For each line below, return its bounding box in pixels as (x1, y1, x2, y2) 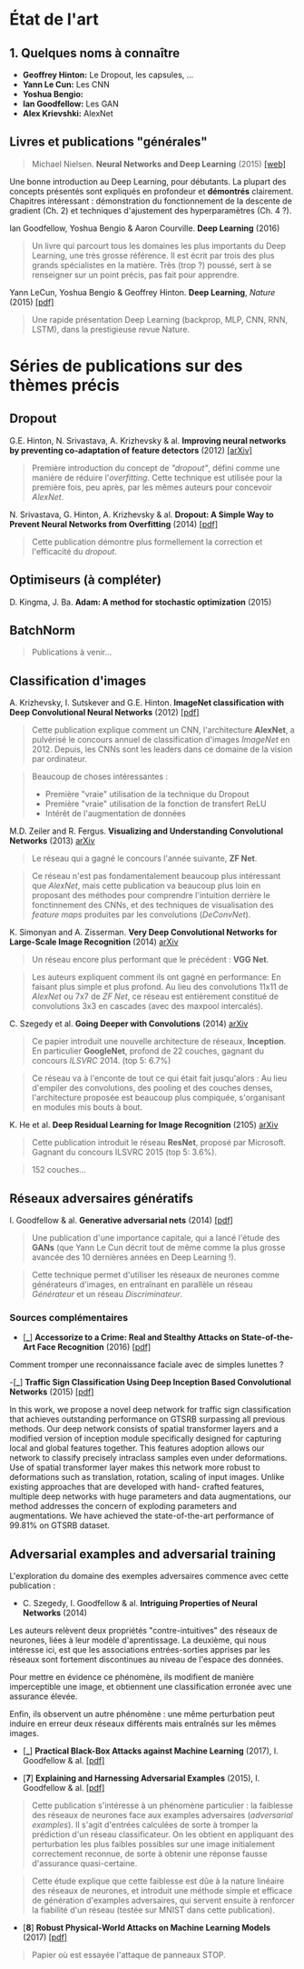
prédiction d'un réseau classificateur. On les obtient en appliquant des (31, 1829, 295, 1840)
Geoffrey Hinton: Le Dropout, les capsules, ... (22, 69, 194, 80)
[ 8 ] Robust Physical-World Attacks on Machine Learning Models (22, 1923, 270, 1934)
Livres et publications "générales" (9, 135, 208, 150)
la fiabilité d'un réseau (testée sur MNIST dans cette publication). (31, 1904, 275, 1915)
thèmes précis (9, 375, 120, 395)
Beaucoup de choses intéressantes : (31, 771, 169, 782)
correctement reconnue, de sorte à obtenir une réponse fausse (31, 1848, 268, 1859)
